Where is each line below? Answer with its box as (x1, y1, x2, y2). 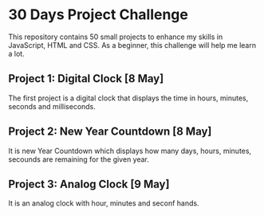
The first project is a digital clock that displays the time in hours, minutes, (8, 93, 249, 103)
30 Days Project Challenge (8, 6, 189, 24)
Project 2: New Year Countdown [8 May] (8, 125, 212, 139)
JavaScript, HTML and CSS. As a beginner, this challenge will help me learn (8, 40, 257, 49)
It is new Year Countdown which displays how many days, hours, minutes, (8, 146, 252, 155)
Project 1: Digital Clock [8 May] (8, 72, 164, 85)
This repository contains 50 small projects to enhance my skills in (8, 32, 223, 41)
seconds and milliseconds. (8, 101, 96, 111)
